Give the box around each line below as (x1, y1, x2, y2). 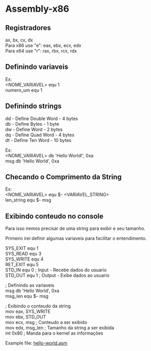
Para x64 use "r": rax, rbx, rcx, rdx (5, 48, 77, 54)
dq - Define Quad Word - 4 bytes (5, 131, 75, 138)
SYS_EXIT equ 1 (5, 245, 39, 251)
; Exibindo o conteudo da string (5, 303, 71, 309)
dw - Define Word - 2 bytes (5, 126, 63, 132)
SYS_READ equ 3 (5, 251, 42, 257)
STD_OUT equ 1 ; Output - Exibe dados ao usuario (5, 272, 110, 278)
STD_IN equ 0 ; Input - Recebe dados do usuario (5, 267, 107, 273)
